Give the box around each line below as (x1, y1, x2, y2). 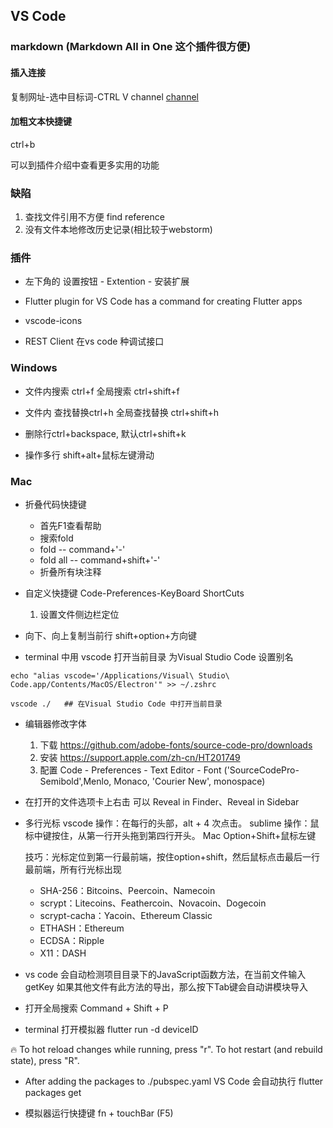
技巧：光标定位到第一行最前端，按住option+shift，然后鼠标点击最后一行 (24, 850, 321, 863)
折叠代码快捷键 (24, 498, 87, 510)
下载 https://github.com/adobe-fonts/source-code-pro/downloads (39, 739, 313, 751)
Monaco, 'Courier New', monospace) (113, 775, 266, 787)
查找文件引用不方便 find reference (24, 211, 165, 223)
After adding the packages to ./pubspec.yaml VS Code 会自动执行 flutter (24, 1075, 324, 1087)
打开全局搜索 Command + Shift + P (24, 1002, 169, 1014)
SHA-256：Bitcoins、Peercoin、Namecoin (39, 884, 216, 896)
